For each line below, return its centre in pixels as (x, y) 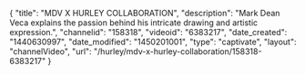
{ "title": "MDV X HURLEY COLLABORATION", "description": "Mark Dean (145, 13)
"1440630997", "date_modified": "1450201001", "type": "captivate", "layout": (153, 42)
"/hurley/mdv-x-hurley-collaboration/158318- (178, 52)
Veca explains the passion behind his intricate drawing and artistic (134, 23)
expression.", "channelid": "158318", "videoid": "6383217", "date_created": (148, 32)
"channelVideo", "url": (51, 52)
